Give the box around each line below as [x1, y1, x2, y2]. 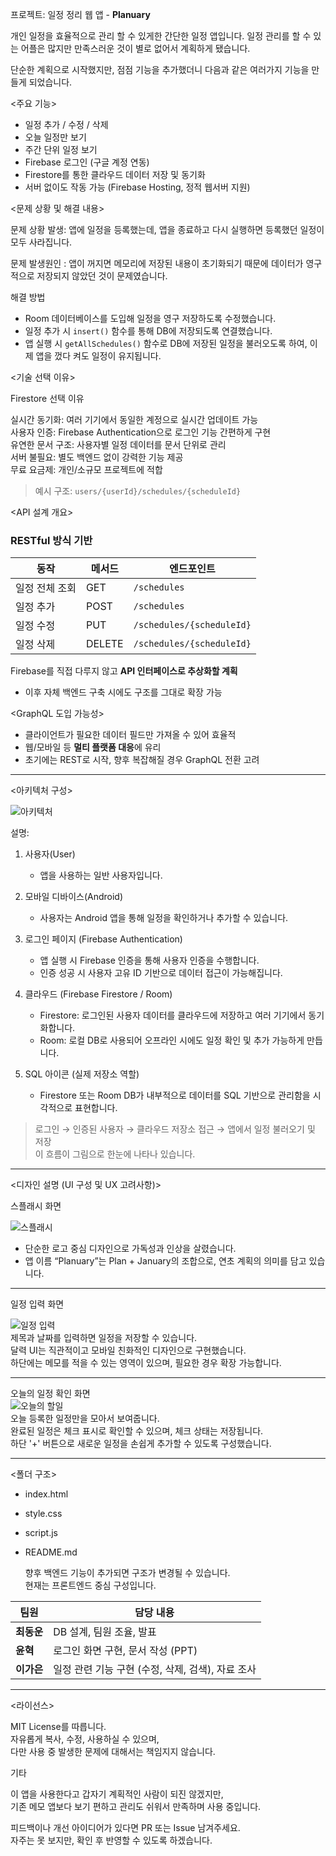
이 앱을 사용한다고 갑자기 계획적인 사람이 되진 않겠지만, [10, 1788, 224, 1800]
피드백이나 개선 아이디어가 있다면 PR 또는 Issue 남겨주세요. [10, 1822, 241, 1834]
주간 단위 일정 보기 [24, 144, 98, 155]
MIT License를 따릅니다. [10, 1721, 107, 1733]
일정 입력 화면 [10, 1298, 65, 1310]
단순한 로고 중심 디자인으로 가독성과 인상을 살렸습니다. [24, 1243, 237, 1255]
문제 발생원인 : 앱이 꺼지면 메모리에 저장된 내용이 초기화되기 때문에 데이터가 [10, 258, 304, 269]
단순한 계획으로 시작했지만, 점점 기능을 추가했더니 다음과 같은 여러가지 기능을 [10, 64, 310, 75]
